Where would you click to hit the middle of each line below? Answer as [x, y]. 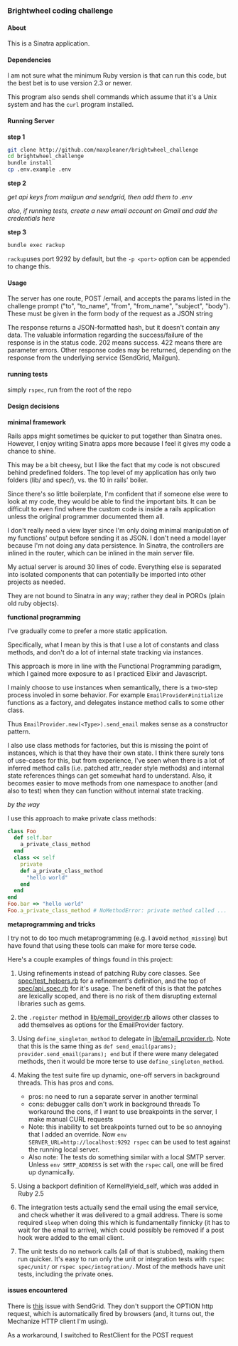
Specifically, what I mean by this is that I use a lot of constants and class [113, 645]
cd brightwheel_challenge [45, 156]
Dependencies [29, 60]
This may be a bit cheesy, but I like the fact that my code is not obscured [114, 464]
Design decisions [33, 406]
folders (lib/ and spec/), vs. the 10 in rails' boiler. [78, 480]
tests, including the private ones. [65, 1274]
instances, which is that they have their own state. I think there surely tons [116, 753]
